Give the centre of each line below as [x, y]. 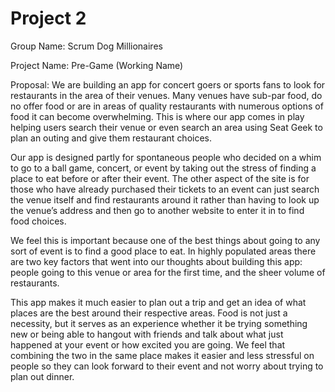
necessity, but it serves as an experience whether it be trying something [159, 323]
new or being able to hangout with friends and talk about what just [147, 334]
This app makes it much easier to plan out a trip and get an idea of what [158, 302]
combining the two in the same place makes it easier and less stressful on [162, 355]
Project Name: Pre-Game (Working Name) [97, 65]
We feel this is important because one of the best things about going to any [165, 240]
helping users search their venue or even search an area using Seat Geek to [166, 127]
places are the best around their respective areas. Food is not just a [149, 313]
